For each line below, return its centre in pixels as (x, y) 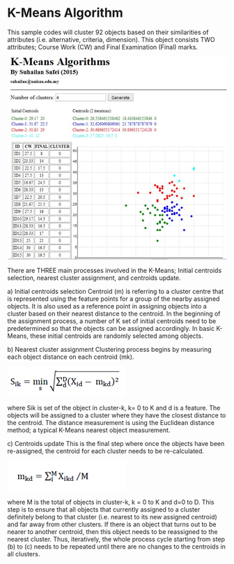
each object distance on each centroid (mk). (71, 357)
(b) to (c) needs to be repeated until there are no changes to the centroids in (117, 547)
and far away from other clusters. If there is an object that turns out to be (112, 524)
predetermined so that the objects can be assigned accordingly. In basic (111, 329)
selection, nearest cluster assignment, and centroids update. (94, 278)
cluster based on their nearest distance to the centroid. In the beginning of (114, 314)
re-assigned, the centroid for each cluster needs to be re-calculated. (106, 451)
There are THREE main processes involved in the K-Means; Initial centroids (115, 271)
